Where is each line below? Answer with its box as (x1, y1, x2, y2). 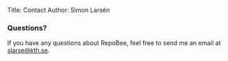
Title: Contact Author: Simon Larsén (7, 6, 110, 14)
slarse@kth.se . (7, 46, 50, 55)
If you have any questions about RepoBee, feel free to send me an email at (7, 39, 221, 47)
